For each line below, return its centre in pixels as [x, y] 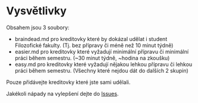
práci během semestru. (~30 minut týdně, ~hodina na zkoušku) [92, 58]
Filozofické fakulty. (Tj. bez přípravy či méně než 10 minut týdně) [94, 45]
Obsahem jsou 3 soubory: [38, 27]
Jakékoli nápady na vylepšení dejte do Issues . [62, 93]
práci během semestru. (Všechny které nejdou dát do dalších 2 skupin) [101, 70]
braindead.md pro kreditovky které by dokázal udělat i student [91, 39]
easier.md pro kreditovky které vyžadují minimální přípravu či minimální [102, 51]
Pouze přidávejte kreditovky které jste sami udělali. [68, 82]
